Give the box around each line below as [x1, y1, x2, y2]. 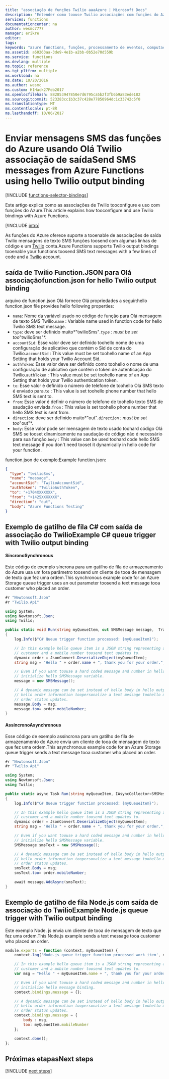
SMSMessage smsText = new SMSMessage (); [14, 842, 100, 848]
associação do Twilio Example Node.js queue [5, 906, 148, 915]
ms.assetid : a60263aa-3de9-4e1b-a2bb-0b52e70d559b [5, 50, 114, 55]
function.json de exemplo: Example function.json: [5, 457, 107, 463]
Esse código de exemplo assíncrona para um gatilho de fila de [5, 733, 134, 739]
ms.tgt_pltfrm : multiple [5, 69, 57, 74]
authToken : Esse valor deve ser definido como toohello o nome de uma [12, 361, 159, 367]
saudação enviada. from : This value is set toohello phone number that [12, 404, 157, 410]
